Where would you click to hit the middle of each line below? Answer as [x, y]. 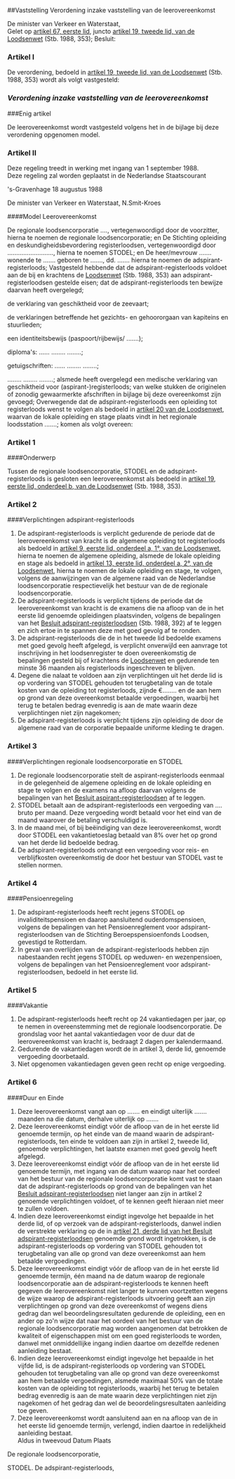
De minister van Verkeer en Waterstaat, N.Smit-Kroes [84, 203]
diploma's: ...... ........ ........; [45, 352]
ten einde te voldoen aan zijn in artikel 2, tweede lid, [134, 1141]
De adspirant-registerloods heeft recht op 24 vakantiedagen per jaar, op [122, 1019]
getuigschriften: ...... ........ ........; [53, 365]
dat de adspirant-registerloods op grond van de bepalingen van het [115, 1186]
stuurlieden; [25, 325]
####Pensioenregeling [40, 899]
